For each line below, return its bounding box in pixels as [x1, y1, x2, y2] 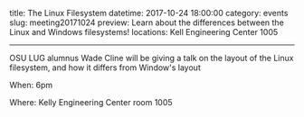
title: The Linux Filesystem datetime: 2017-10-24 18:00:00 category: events [9, 8, 289, 18]
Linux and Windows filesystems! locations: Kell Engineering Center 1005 [9, 27, 279, 37]
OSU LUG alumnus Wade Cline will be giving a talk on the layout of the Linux [9, 53, 294, 63]
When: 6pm [9, 80, 52, 90]
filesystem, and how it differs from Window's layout [9, 62, 201, 73]
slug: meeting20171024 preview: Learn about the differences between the [9, 17, 285, 28]
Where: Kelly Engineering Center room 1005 [9, 97, 174, 107]
